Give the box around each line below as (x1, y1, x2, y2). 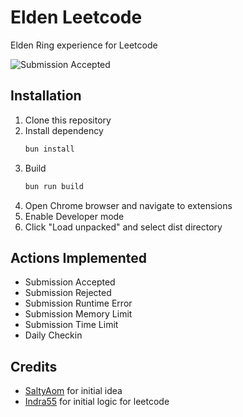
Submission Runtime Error (24, 297, 133, 310)
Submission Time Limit (24, 319, 119, 331)
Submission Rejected (24, 287, 112, 299)
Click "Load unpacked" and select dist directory (24, 221, 223, 233)
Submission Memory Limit (24, 308, 133, 320)
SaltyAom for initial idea (24, 385, 123, 397)
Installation (10, 87, 82, 105)
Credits (10, 358, 58, 375)
